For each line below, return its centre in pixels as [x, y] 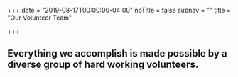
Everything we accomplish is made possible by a [117, 53]
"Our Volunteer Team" [40, 18]
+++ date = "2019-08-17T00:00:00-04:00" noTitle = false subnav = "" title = [119, 10]
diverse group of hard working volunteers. [103, 65]
